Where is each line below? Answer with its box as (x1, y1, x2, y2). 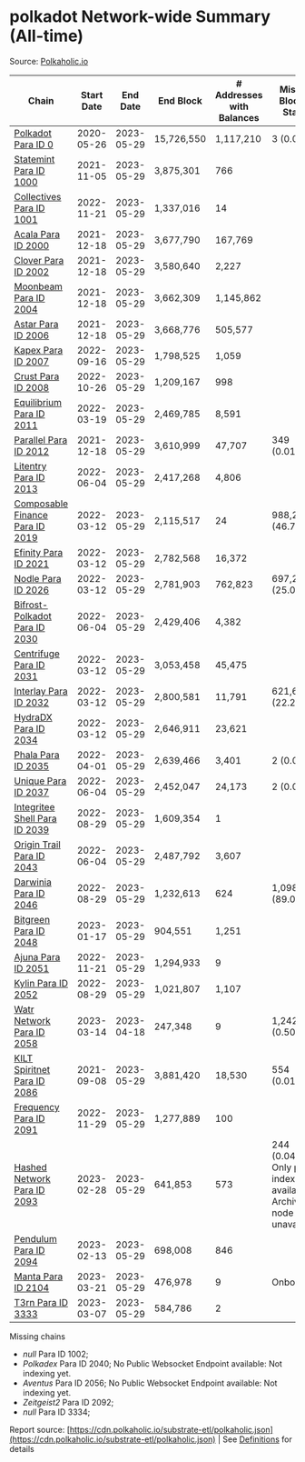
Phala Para (14, 748, 61, 761)
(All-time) (9, 25, 84, 46)
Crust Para (14, 370, 60, 383)
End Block (157, 94, 202, 106)
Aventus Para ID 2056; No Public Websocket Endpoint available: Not (22, 1377, 278, 1388)
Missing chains (9, 1330, 66, 1342)
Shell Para (14, 812, 57, 825)
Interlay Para (14, 685, 68, 697)
